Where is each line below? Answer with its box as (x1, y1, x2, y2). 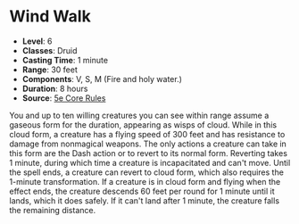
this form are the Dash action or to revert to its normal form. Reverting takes (9, 147, 288, 158)
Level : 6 (21, 36, 53, 46)
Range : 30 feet (21, 64, 79, 75)
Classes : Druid (21, 45, 78, 55)
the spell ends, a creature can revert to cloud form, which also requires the (9, 167, 284, 178)
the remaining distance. (9, 204, 96, 215)
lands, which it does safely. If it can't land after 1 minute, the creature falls (9, 195, 279, 206)
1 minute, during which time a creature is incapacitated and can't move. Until (9, 157, 291, 168)
